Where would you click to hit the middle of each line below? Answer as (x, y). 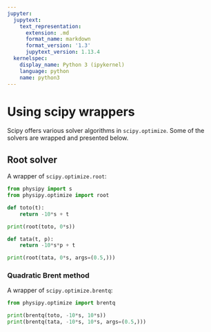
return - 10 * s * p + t (48, 245)
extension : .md (47, 33)
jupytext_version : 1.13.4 (62, 52)
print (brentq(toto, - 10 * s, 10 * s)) (57, 315)
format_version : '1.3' (58, 45)
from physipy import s (40, 189)
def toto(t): (26, 207)
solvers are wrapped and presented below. (68, 138)
